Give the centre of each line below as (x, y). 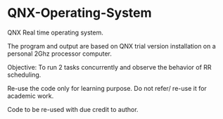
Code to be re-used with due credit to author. (73, 109)
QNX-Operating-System (80, 13)
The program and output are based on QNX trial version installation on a (111, 46)
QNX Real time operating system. (55, 32)
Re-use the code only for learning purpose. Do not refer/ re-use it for (107, 88)
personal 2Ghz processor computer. (60, 54)
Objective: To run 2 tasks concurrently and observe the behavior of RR (110, 67)
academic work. (31, 96)
